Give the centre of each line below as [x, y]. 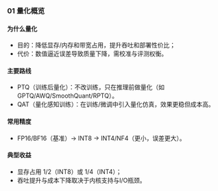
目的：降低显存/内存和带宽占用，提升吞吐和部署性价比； [96, 45]
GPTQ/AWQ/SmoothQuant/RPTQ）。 [68, 96]
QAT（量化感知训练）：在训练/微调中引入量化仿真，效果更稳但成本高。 [116, 104]
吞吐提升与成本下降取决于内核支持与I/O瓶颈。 [81, 180]
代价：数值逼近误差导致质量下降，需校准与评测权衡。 [92, 54]
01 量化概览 [26, 10]
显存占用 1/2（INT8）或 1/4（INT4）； [69, 171]
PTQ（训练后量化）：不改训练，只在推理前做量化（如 [91, 87]
